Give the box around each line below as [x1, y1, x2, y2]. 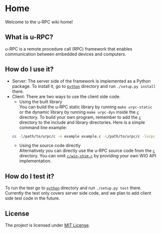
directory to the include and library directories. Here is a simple [19, 119, 145, 125]
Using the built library [19, 99, 62, 104]
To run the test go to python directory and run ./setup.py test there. [5, 185, 142, 191]
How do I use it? [5, 65, 54, 73]
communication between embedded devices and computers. [5, 51, 127, 57]
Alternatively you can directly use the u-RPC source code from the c [19, 148, 155, 153]
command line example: [19, 124, 67, 130]
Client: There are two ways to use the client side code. [12, 93, 121, 100]
